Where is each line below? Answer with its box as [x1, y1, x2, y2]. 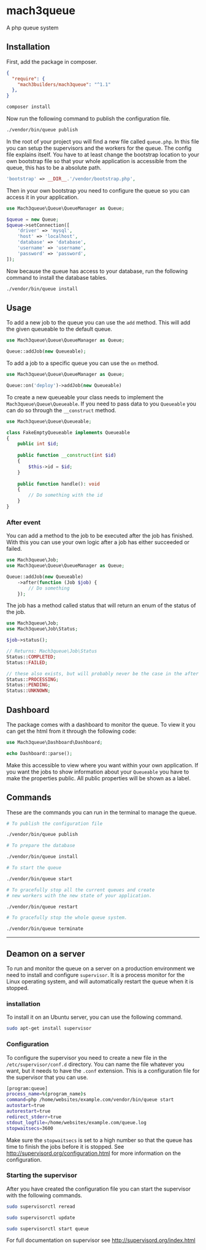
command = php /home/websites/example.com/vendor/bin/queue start [6, 1097, 174, 1103]
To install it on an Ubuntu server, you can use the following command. [6, 1013, 183, 1021]
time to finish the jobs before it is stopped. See [6, 1143, 124, 1150]
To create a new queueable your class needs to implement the [6, 393, 164, 401]
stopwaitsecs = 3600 [6, 1125, 53, 1132]
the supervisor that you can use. [6, 1073, 88, 1081]
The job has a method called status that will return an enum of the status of [6, 602, 196, 609]
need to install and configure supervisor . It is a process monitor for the [6, 972, 185, 979]
